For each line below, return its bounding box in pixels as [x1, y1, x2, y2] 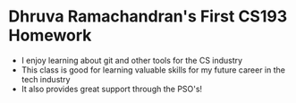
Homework [8, 25, 92, 46]
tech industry [21, 73, 71, 84]
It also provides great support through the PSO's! [21, 83, 203, 94]
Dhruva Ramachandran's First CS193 [8, 6, 288, 27]
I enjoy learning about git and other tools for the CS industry [21, 55, 243, 65]
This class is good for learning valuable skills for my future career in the [21, 64, 285, 75]
